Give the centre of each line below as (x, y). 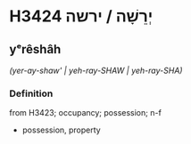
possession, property (61, 130)
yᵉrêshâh (35, 49)
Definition (31, 93)
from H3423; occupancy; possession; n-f (86, 113)
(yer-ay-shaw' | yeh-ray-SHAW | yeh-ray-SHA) (96, 70)
